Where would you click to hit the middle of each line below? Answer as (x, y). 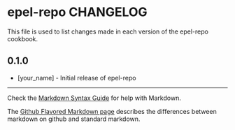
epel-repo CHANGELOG (78, 12)
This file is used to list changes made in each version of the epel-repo (108, 31)
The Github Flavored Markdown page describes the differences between (112, 111)
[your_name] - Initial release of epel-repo (77, 78)
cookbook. (23, 38)
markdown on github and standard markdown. (74, 119)
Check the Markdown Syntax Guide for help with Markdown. (94, 98)
